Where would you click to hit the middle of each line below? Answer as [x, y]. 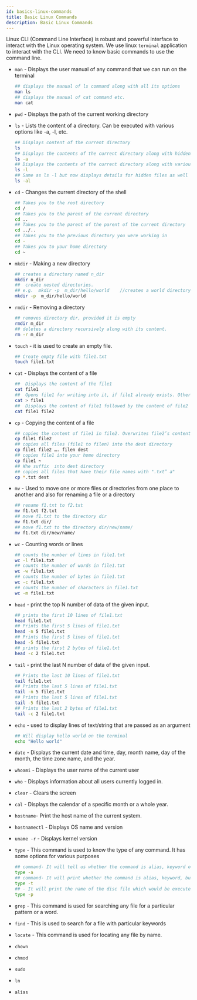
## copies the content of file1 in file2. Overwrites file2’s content [103, 433]
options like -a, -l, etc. [41, 132]
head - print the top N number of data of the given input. [82, 604]
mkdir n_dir [29, 280]
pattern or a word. [36, 912]
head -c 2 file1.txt [40, 653]
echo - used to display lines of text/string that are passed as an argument [102, 725]
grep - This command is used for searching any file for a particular [94, 906]
